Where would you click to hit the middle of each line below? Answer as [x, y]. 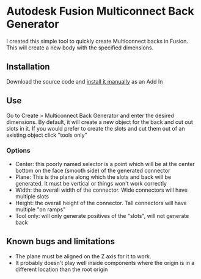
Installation [28, 67]
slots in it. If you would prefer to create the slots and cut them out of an [96, 128]
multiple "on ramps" [40, 209]
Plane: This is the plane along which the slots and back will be [93, 177]
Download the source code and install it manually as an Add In [85, 81]
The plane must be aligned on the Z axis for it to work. [83, 256]
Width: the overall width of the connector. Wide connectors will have [101, 190]
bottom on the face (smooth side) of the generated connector [93, 170]
